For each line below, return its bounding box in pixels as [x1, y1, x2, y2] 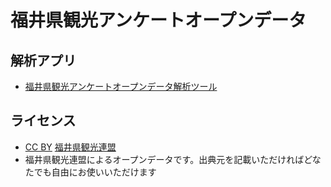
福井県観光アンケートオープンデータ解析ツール [24, 81, 218, 92]
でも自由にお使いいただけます [33, 166, 157, 178]
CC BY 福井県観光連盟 [24, 141, 117, 153]
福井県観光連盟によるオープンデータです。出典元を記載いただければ [24, 153, 305, 165]
